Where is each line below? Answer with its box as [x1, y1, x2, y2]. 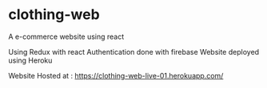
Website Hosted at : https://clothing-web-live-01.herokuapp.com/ [8, 71, 224, 80]
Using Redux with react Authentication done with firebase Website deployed [8, 47, 260, 56]
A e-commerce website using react [8, 32, 125, 41]
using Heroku [8, 55, 53, 65]
